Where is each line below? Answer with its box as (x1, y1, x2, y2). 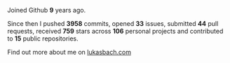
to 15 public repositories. (7, 34, 79, 43)
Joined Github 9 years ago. (7, 6, 86, 14)
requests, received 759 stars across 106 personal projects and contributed (7, 27, 224, 35)
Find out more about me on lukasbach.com (7, 48, 132, 56)
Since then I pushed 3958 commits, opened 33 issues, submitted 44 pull (7, 20, 219, 27)
